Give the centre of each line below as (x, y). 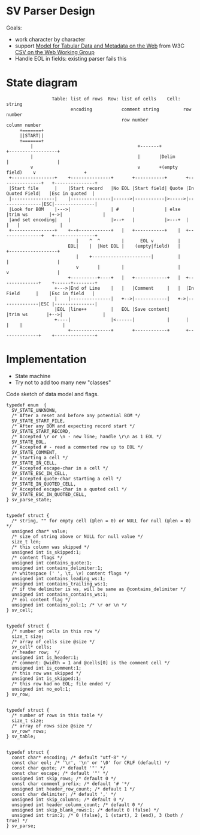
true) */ (17, 821)
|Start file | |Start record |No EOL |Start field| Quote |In (101, 188)
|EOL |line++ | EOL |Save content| (112, 309)
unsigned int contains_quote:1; (52, 563)
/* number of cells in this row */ (56, 631)
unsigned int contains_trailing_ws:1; (60, 584)
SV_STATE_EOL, (29, 442)
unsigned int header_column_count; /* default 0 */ (78, 805)
